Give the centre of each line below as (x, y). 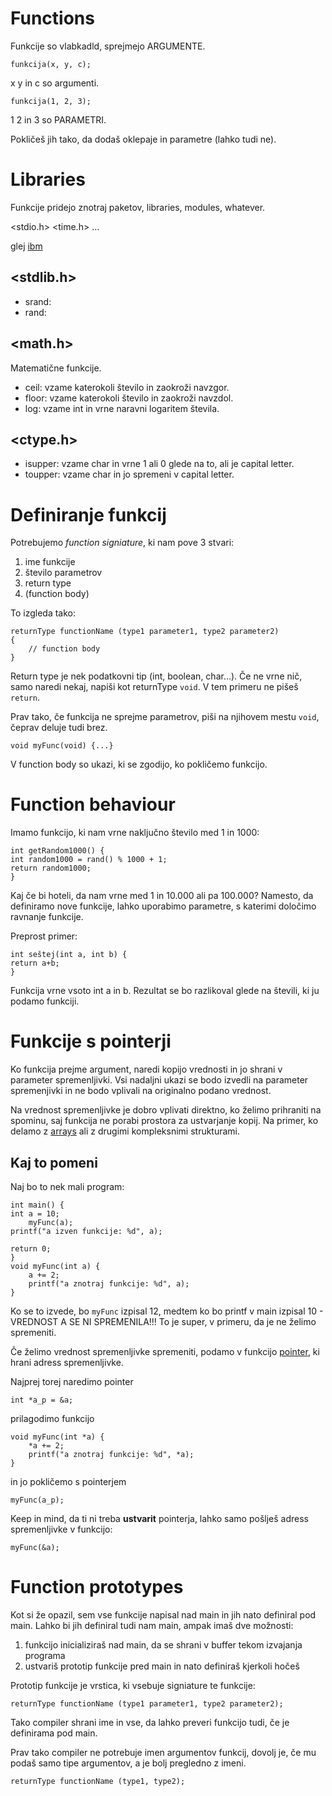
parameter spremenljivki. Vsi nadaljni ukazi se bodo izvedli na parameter (159, 1080)
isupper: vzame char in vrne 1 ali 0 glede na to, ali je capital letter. (159, 464)
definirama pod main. (54, 1733)
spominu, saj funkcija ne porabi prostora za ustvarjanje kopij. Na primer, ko (164, 1121)
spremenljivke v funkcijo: (61, 1529)
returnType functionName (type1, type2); (98, 1781)
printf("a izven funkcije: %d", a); (86, 1231)
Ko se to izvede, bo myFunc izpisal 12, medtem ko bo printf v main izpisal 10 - (167, 1311)
